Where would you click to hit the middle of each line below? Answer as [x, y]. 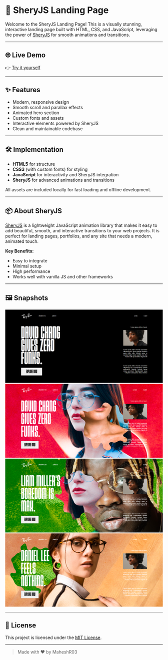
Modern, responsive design [40, 102]
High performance [31, 271]
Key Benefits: [19, 251]
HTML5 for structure [34, 164]
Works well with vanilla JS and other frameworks [63, 277]
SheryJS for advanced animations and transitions [63, 180]
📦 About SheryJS [34, 211]
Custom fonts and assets [38, 118]
